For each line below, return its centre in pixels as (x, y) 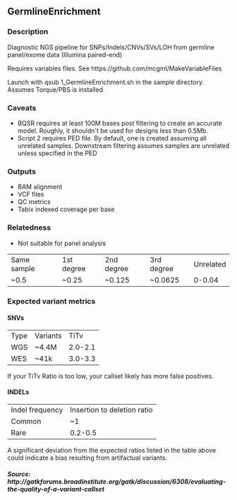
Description (28, 32)
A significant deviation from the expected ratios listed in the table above (112, 450)
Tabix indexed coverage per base (66, 209)
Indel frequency (37, 410)
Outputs (22, 171)
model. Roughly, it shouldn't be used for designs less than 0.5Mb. (113, 131)
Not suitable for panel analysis (62, 243)
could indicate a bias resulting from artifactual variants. (87, 458)
